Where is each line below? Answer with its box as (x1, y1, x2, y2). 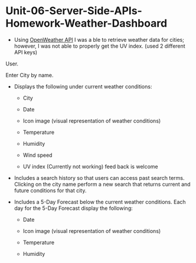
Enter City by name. (5, 71, 54, 78)
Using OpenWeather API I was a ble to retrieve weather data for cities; (14, 36, 184, 43)
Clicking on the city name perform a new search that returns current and (14, 180, 191, 188)
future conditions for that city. (14, 187, 87, 194)
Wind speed (22, 152, 53, 159)
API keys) (14, 48, 38, 55)
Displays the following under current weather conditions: (14, 83, 152, 90)
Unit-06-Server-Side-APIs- (5, 4, 142, 18)
